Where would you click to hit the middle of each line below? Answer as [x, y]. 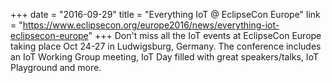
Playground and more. [56, 67]
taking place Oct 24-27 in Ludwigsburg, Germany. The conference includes [166, 46]
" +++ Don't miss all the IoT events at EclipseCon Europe [205, 35]
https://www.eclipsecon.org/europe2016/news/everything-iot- [151, 25]
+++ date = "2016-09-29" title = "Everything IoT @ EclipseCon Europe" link [165, 14]
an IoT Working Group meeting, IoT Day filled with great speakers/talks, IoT [164, 57]
